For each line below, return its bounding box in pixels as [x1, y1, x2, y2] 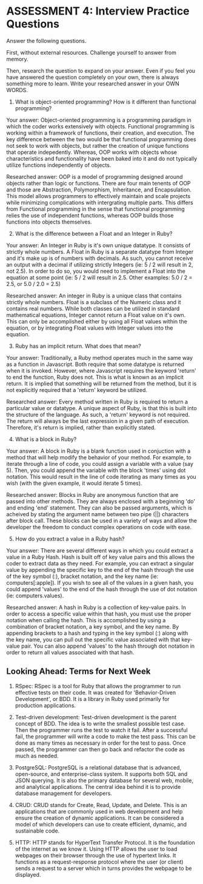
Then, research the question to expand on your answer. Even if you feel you [6, 67, 196, 74]
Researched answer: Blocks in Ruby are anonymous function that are [6, 491, 179, 498]
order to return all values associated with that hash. [6, 648, 135, 656]
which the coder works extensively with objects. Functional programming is [6, 122, 195, 130]
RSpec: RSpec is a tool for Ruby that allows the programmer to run [15, 682, 181, 690]
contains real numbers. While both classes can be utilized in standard [6, 305, 180, 312]
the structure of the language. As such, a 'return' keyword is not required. [6, 411, 190, 418]
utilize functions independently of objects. [6, 161, 111, 168]
